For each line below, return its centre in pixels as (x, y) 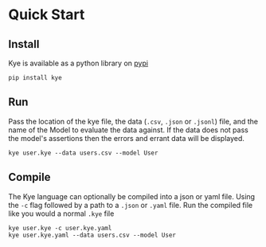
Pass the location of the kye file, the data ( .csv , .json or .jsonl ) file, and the (133, 121)
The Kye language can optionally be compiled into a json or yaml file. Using (132, 196)
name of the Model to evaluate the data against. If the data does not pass (128, 130)
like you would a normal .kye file (61, 214)
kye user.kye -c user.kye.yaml (60, 228)
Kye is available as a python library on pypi (78, 63)
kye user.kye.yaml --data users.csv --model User (92, 235)
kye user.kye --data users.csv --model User (83, 153)
